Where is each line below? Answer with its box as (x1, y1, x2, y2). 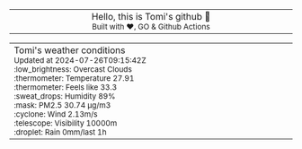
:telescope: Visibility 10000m (13, 118, 118, 128)
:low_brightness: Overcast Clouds (13, 65, 133, 74)
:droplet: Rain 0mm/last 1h (13, 127, 107, 137)
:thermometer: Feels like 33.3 (13, 83, 118, 92)
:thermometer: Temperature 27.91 (13, 74, 135, 83)
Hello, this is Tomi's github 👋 (91, 11, 211, 22)
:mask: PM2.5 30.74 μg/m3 (13, 101, 111, 110)
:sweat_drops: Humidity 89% (13, 92, 116, 101)
